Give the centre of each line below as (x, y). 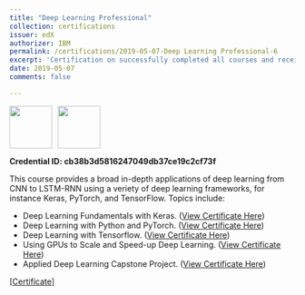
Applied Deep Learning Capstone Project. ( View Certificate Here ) (144, 263)
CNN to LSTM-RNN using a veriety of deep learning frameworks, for (137, 188)
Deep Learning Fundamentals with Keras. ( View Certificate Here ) (143, 215)
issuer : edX (32, 34)
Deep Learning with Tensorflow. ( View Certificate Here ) (126, 235)
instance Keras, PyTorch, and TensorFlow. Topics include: (117, 198)
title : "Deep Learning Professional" (81, 18)
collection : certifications (63, 26)
